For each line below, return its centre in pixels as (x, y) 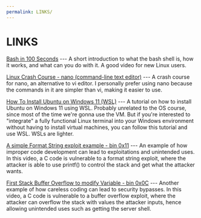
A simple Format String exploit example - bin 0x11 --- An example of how (97, 145)
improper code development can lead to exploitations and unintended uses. (100, 151)
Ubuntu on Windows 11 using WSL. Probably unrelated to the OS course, (96, 108)
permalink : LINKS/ (29, 12)
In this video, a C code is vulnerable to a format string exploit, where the (96, 158)
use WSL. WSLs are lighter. (40, 133)
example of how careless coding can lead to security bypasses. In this (94, 189)
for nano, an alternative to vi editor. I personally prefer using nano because (99, 83)
